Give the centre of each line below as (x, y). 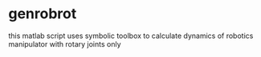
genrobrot (43, 14)
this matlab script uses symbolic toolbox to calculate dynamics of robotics (131, 36)
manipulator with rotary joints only (65, 44)
